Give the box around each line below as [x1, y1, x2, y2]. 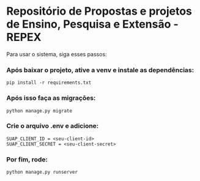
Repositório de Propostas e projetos [6, 4, 193, 18]
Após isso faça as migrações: [6, 94, 96, 102]
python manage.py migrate [6, 108, 72, 114]
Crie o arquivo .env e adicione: [6, 122, 99, 130]
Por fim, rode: [6, 155, 48, 163]
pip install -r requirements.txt [6, 79, 92, 86]
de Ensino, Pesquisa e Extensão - [6, 17, 179, 31]
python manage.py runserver [6, 169, 78, 175]
